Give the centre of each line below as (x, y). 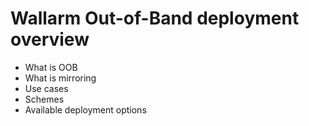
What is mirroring (60, 78)
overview (50, 39)
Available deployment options (85, 109)
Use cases (46, 88)
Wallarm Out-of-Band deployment (155, 18)
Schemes (44, 99)
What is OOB (51, 67)
